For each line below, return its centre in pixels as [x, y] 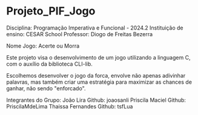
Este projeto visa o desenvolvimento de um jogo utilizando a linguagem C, [98, 57]
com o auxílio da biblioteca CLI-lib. [49, 64]
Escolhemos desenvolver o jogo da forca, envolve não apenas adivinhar [96, 75]
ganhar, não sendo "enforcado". [46, 88]
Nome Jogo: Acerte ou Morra [43, 46]
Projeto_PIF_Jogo [51, 11]
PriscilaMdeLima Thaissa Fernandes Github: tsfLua [70, 106]
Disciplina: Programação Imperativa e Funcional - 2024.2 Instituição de [95, 28]
